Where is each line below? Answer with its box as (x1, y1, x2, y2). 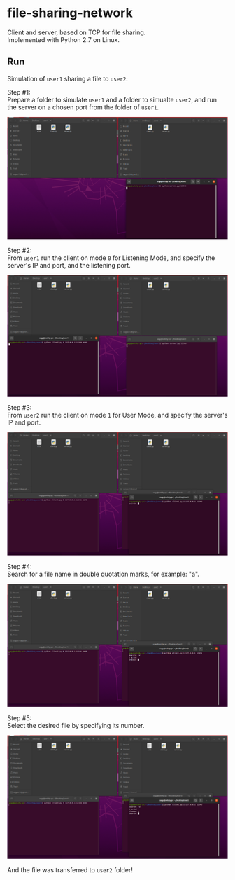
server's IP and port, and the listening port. (7, 261, 131, 269)
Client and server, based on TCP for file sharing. (7, 28, 146, 36)
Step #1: (7, 88, 31, 96)
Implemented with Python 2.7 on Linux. (7, 35, 120, 43)
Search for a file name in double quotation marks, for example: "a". (7, 570, 199, 578)
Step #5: (7, 713, 32, 722)
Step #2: (7, 246, 32, 254)
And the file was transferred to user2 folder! (7, 866, 133, 874)
